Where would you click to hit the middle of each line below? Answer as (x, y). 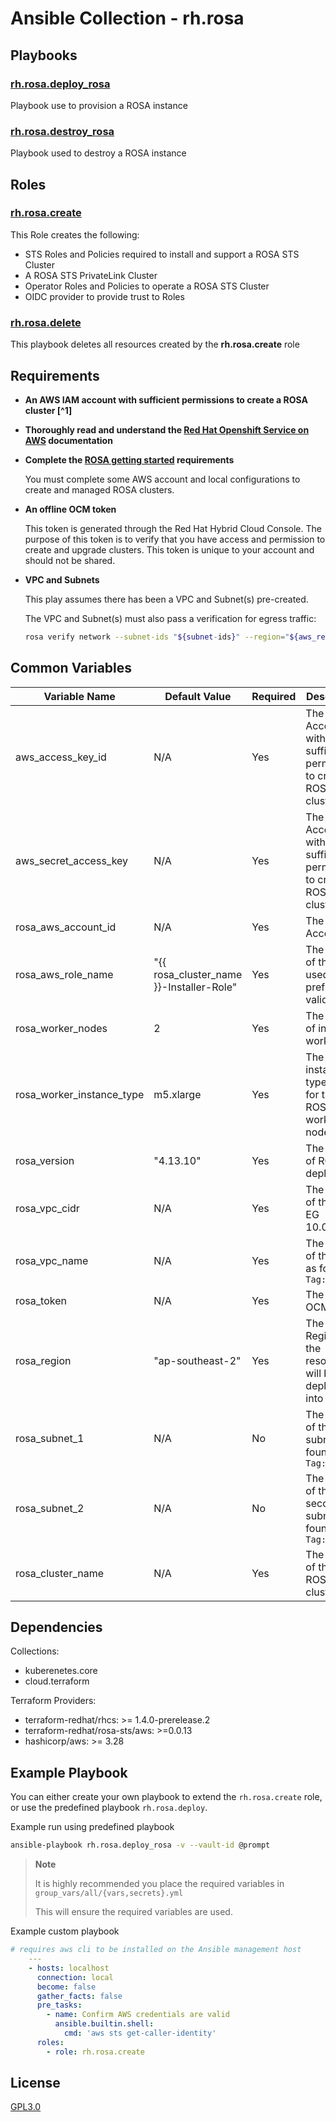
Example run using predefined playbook (92, 1827)
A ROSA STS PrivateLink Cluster (91, 275)
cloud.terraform (57, 1681)
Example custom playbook (65, 1931)
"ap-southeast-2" (197, 1360)
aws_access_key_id (61, 757)
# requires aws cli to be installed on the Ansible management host (156, 1950)
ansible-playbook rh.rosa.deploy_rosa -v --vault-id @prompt (140, 1845)
